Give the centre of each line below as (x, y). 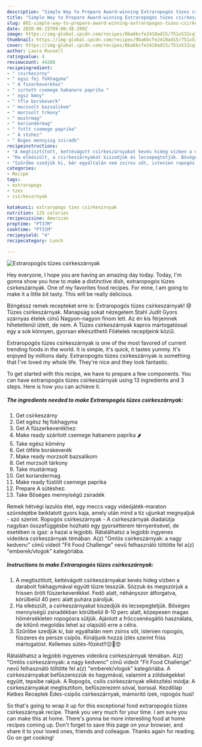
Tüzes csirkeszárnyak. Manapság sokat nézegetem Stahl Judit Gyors (92, 312)
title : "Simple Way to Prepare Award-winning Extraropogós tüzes (90, 17)
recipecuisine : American (38, 218)
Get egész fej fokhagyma (46, 422)
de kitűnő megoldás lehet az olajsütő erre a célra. (76, 625)
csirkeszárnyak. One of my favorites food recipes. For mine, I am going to (97, 287)
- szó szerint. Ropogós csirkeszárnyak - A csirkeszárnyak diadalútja (91, 519)
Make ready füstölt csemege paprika (61, 482)
